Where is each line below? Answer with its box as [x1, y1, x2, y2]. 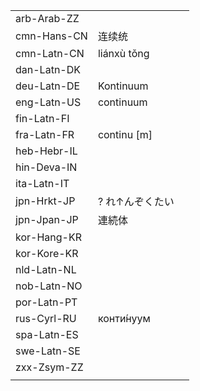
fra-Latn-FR [15, 128, 75, 141]
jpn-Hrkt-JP [15, 194, 76, 208]
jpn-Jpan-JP [15, 213, 79, 226]
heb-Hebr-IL [15, 144, 78, 158]
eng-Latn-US [15, 95, 82, 109]
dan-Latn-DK [15, 63, 81, 76]
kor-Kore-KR [15, 247, 79, 260]
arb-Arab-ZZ [15, 12, 80, 25]
